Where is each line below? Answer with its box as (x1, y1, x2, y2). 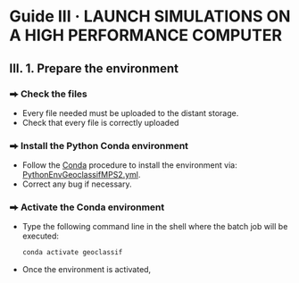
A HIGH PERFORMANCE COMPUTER (9, 25, 283, 46)
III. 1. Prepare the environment (9, 61, 179, 76)
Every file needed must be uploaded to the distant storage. (21, 107, 239, 118)
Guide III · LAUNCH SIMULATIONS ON (9, 6, 291, 27)
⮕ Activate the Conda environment (9, 201, 165, 213)
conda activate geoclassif (21, 248, 123, 257)
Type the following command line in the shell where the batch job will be (21, 221, 288, 232)
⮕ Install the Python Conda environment (9, 139, 189, 152)
